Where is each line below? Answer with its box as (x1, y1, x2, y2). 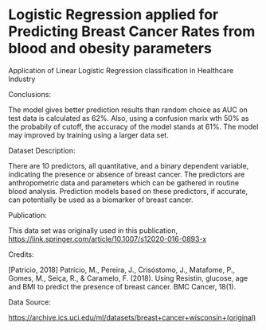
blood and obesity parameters (8, 40, 213, 57)
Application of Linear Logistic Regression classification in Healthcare (8, 65, 234, 75)
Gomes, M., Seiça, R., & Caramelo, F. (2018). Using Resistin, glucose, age (8, 273, 248, 283)
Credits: (8, 249, 34, 259)
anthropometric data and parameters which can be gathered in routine (8, 177, 240, 188)
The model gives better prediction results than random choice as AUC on (8, 105, 248, 115)
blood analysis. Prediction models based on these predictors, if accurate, (8, 186, 248, 196)
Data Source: (8, 297, 52, 307)
